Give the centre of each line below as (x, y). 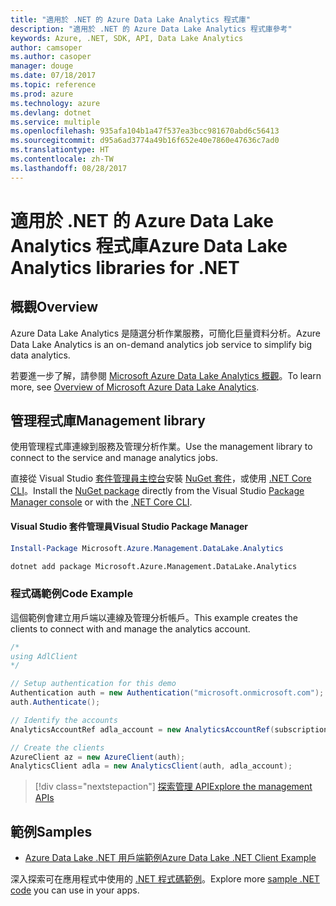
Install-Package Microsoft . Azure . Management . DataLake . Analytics (147, 548)
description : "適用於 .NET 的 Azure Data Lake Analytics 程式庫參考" (151, 29)
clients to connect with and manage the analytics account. (130, 628)
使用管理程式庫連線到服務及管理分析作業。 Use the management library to (161, 447)
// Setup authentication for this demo (93, 684)
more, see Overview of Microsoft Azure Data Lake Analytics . (135, 387)
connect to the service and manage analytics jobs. (114, 458)
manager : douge (42, 66)
